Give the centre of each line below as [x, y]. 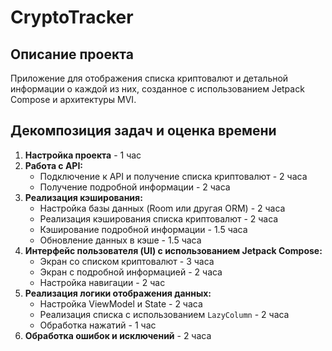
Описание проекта [72, 54]
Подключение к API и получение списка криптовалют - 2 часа [173, 176]
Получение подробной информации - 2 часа [135, 187]
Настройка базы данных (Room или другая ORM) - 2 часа [162, 208]
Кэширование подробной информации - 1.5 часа [143, 229]
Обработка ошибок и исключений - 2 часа [118, 335]
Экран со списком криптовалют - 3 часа [127, 261]
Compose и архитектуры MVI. [73, 99]
